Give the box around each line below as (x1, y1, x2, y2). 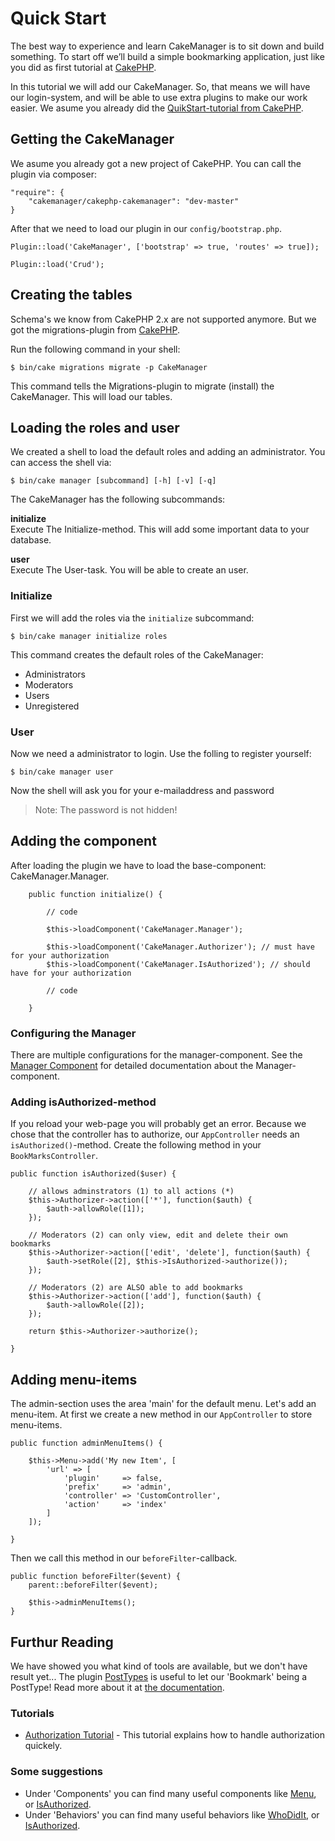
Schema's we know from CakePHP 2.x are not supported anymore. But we (10, 313, 317, 325)
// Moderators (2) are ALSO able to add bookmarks (28, 1283, 244, 1293)
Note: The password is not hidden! (34, 803, 178, 816)
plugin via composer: (10, 168, 97, 180)
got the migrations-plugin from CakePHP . (10, 323, 181, 336)
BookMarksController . (10, 1150, 99, 1162)
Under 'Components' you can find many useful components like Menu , (24, 1787, 317, 1799)
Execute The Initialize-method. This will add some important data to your (10, 523, 310, 536)
